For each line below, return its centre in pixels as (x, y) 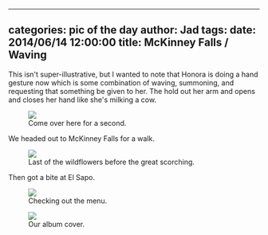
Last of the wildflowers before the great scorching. (112, 162)
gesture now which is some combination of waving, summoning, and (121, 82)
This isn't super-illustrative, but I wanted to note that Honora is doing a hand (133, 74)
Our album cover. (57, 224)
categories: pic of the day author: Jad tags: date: (132, 30)
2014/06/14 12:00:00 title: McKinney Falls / (118, 43)
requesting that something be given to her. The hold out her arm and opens (132, 91)
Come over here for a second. (77, 123)
